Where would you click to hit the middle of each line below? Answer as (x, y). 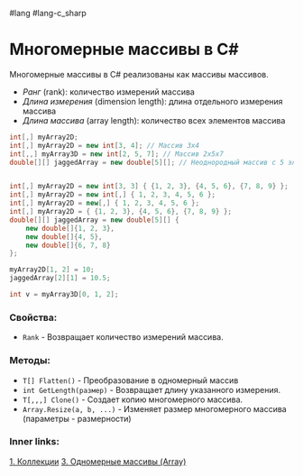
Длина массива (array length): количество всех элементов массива (154, 120)
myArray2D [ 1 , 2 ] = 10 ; (52, 270)
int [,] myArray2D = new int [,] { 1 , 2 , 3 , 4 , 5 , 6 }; (113, 195)
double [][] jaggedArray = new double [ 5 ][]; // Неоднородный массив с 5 (147, 162)
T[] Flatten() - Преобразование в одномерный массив (130, 380)
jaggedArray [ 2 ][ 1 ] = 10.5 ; (60, 279)
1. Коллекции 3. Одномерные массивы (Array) (98, 461)
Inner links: (35, 442)
